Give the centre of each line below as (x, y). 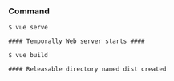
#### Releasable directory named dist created (87, 69)
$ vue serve (28, 28)
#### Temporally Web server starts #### (77, 41)
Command (29, 11)
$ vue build (28, 56)
